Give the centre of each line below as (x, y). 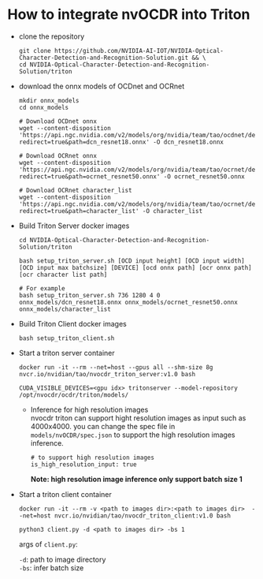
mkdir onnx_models (49, 100)
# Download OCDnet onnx (58, 121)
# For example (42, 288)
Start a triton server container (67, 353)
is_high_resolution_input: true (83, 464)
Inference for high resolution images (89, 409)
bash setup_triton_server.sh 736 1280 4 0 (89, 295)
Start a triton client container (65, 494)
